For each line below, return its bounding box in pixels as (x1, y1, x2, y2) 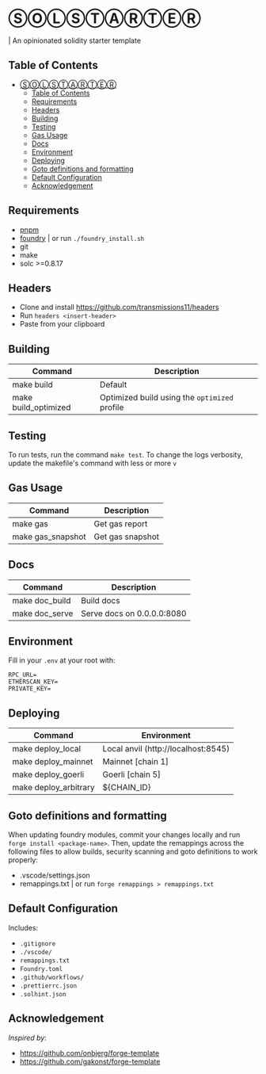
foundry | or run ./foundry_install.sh (19, 233, 145, 243)
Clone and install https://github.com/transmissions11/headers (19, 303, 219, 312)
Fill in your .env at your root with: (8, 655, 116, 665)
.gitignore (19, 939, 56, 948)
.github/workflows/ (19, 973, 85, 981)
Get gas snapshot (93, 531, 160, 542)
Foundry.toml (19, 965, 63, 973)
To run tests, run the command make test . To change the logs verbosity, (8, 450, 243, 459)
